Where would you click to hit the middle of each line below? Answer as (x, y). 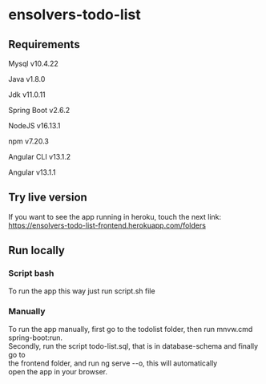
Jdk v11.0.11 (27, 95)
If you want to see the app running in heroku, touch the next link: (115, 216)
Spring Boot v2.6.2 (39, 110)
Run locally (37, 251)
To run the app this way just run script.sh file (82, 291)
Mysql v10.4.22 (33, 63)
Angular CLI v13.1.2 (40, 157)
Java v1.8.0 (27, 79)
